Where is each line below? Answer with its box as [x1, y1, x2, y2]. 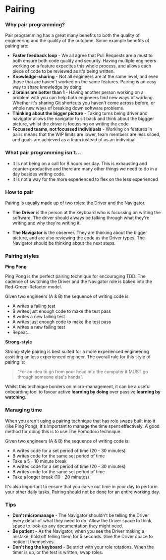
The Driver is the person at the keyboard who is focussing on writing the [12, 210, 161, 216]
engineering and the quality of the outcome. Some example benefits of [5, 38, 150, 44]
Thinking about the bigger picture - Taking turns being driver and [12, 111, 148, 116]
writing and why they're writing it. [12, 220, 81, 226]
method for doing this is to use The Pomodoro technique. [5, 428, 122, 434]
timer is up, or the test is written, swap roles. [12, 549, 104, 555]
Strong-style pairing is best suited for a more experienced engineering [5, 348, 149, 355]
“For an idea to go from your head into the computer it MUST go [17, 369, 148, 375]
